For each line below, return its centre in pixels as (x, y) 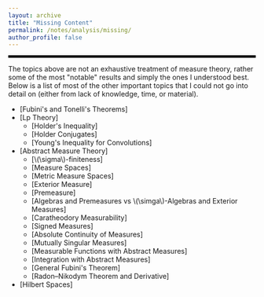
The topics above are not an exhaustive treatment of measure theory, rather (131, 69)
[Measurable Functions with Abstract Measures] (109, 251)
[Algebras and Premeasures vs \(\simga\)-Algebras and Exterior (134, 201)
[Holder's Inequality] (64, 126)
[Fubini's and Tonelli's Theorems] (73, 109)
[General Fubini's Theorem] (75, 268)
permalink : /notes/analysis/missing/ (70, 30)
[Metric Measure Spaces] (72, 176)
